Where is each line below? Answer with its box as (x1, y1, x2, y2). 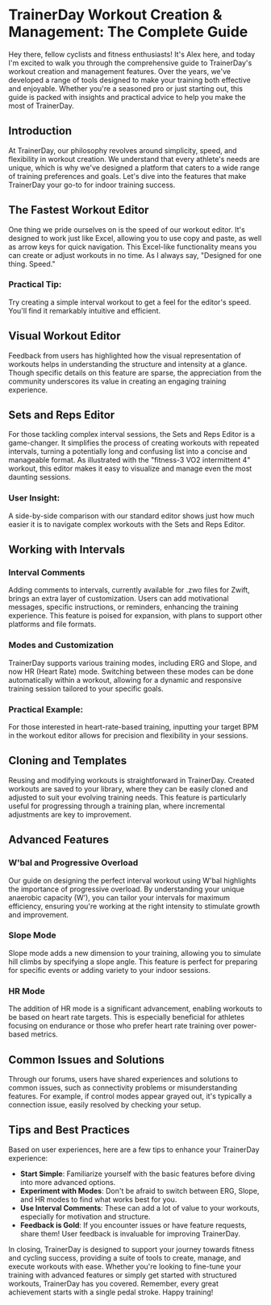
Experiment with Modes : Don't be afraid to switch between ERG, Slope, (19, 1186, 260, 1195)
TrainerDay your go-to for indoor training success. (8, 180, 176, 189)
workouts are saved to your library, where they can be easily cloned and (8, 783, 248, 793)
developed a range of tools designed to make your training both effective (8, 75, 252, 85)
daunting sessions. (8, 472, 71, 482)
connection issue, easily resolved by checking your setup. (8, 1099, 202, 1109)
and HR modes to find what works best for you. (19, 1195, 177, 1204)
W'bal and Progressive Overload (8, 857, 139, 868)
